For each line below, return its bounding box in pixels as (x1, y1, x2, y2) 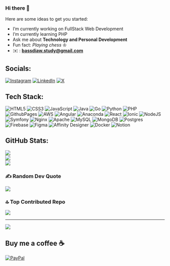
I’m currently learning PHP (12, 31, 67, 37)
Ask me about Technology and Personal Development (12, 36, 127, 42)
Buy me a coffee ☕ (5, 239, 65, 247)
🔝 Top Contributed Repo (5, 198, 66, 205)
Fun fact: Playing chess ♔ (12, 42, 67, 48)
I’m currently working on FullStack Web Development (12, 26, 123, 32)
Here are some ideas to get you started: (5, 16, 89, 22)
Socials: (5, 64, 31, 73)
